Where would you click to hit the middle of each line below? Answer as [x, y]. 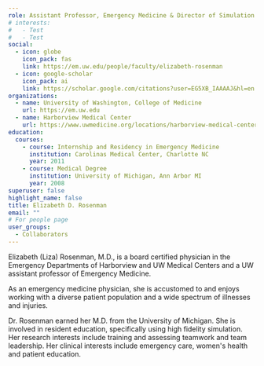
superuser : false [37, 190]
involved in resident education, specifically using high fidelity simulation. [125, 329]
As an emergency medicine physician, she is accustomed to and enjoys [124, 288]
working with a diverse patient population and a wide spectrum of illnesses [129, 297]
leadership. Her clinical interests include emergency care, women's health [128, 346]
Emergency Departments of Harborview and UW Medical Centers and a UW [131, 265]
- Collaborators [42, 235]
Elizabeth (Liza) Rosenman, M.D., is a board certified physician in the [119, 257]
